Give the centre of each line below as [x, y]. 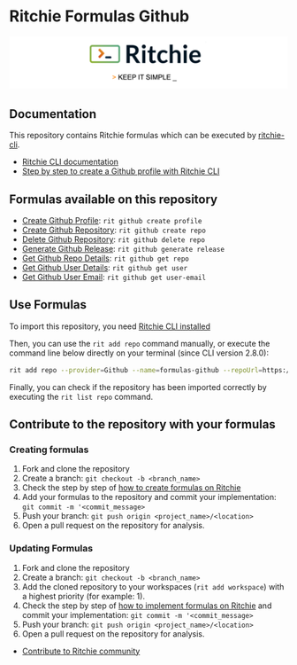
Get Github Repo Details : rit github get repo [106, 258]
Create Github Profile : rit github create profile [112, 221]
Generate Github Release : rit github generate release [123, 249]
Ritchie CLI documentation [70, 162]
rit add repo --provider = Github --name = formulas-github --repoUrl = [136, 370]
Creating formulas [49, 450]
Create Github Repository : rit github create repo [114, 230]
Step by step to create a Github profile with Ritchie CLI [121, 171]
